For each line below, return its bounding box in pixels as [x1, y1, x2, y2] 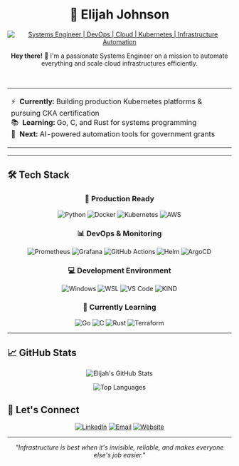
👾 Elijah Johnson [70, 6, 169, 23]
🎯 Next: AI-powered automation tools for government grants [11, 128, 216, 138]
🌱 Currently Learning [83, 303, 156, 313]
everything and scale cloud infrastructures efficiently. [41, 59, 198, 67]
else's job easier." [93, 451, 146, 460]
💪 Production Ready [84, 194, 155, 204]
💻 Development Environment [67, 265, 172, 275]
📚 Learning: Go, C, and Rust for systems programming [11, 117, 197, 127]
